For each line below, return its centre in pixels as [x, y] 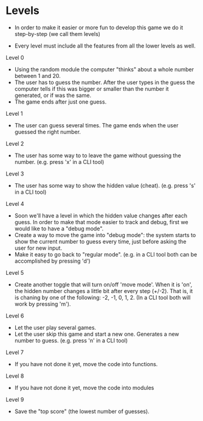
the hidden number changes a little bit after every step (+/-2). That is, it [104, 291]
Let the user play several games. [55, 327]
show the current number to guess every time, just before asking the [100, 241]
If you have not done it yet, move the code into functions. [86, 364]
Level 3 [15, 174]
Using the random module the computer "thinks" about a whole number [104, 69]
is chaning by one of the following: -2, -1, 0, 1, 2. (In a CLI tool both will [102, 297]
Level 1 [14, 113]
